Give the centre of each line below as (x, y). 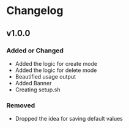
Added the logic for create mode (56, 63)
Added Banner (33, 83)
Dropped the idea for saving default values (69, 119)
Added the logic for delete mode (56, 70)
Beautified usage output (46, 76)
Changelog (35, 11)
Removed (21, 105)
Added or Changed (35, 51)
